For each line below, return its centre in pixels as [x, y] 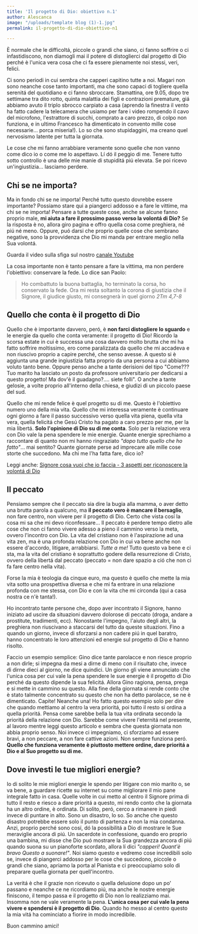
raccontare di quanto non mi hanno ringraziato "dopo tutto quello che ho [95, 440]
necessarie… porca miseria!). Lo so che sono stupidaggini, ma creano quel [97, 130]
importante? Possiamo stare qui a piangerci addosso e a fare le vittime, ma [97, 206]
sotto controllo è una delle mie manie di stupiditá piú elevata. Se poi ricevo [97, 160]
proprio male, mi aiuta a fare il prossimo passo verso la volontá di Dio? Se [97, 218]
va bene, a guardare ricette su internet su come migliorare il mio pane [91, 790]
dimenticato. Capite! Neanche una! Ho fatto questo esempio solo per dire [95, 701]
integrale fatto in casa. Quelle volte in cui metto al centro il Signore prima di [98, 796]
